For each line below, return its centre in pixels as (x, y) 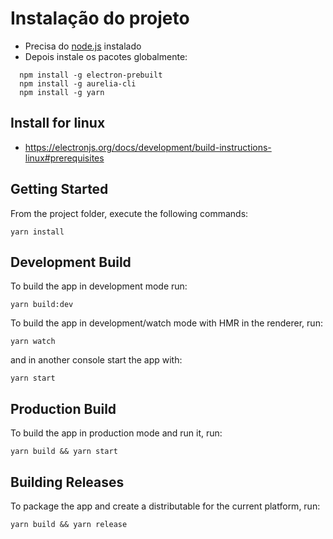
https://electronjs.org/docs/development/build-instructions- (148, 147)
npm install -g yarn (62, 92)
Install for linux (58, 123)
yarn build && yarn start (64, 452)
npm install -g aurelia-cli (78, 83)
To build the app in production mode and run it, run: (116, 433)
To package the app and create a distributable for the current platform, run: (165, 506)
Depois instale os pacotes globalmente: (106, 56)
